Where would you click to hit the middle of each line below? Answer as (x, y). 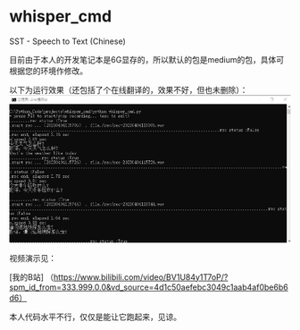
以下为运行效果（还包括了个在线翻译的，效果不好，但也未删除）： (129, 89)
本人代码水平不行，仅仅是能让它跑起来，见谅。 (95, 317)
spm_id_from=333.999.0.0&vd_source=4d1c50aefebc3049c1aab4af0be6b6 (149, 287)
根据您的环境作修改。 (48, 71)
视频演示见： (33, 258)
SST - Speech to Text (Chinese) (68, 41)
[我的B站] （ (32, 277)
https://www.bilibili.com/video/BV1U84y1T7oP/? (141, 277)
